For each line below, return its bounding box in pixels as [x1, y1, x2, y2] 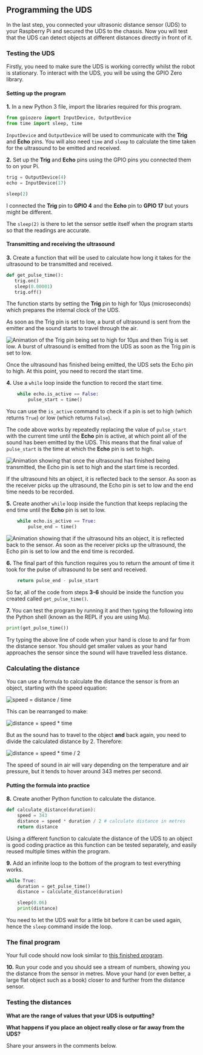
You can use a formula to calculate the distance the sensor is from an [6, 677, 180, 685]
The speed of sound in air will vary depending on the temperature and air [6, 761, 189, 768]
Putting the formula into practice [6, 781, 90, 789]
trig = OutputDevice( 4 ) [6, 174, 67, 181]
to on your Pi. [6, 163, 40, 170]
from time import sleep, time [6, 121, 83, 127]
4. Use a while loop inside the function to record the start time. [6, 379, 164, 387]
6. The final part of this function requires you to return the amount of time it [6, 559, 195, 566]
